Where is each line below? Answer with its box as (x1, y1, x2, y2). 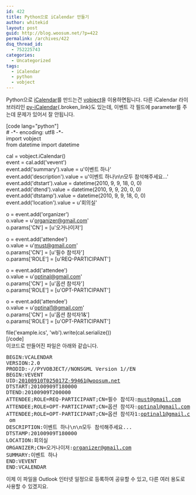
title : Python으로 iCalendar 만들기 (6, 14, 90, 20)
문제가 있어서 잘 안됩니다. (16, 111, 75, 118)
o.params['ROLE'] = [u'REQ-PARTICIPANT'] (6, 255, 111, 262)
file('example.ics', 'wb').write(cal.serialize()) (6, 329, 112, 336)
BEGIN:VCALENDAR (6, 354, 53, 360)
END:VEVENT (6, 458, 37, 465)
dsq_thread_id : (6, 42, 43, 47)
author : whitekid (6, 19, 49, 25)
